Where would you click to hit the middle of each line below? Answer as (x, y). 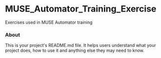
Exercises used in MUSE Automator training (49, 22)
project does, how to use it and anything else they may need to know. (75, 51)
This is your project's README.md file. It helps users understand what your (80, 45)
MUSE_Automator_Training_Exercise (81, 9)
